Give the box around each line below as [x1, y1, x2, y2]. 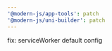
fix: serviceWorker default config [7, 36, 103, 44]
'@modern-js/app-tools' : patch [7, 10, 99, 17]
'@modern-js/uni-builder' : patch [7, 17, 106, 24]
